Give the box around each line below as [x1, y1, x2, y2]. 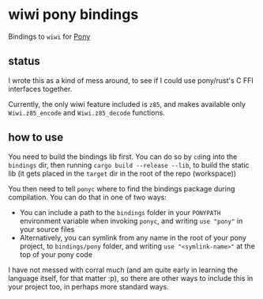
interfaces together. [8, 84, 73, 93]
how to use [8, 131, 64, 144]
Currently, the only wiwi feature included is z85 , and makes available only [8, 99, 246, 108]
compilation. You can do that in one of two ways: [8, 192, 167, 202]
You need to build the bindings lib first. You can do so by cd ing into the [8, 152, 238, 161]
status [8, 55, 41, 68]
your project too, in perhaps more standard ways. [8, 282, 169, 291]
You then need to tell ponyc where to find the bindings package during [8, 184, 235, 193]
